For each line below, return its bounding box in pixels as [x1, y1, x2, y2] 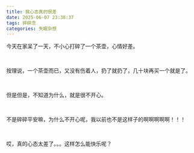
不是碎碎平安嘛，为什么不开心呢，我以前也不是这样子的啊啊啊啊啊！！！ [6, 116, 186, 123]
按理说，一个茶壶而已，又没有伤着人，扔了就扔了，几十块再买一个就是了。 [6, 67, 191, 74]
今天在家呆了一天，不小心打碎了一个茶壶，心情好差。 [6, 43, 139, 50]
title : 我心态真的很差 [6, 8, 57, 15]
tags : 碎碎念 [6, 20, 36, 26]
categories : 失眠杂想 [6, 25, 57, 32]
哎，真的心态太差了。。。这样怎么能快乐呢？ [6, 140, 112, 148]
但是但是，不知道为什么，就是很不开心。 [6, 91, 107, 99]
